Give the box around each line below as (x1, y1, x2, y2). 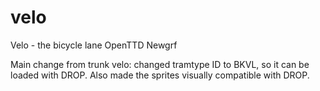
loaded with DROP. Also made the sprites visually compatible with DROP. (10, 69, 310, 81)
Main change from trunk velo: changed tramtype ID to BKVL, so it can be (10, 58, 310, 70)
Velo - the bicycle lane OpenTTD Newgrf (10, 39, 178, 51)
